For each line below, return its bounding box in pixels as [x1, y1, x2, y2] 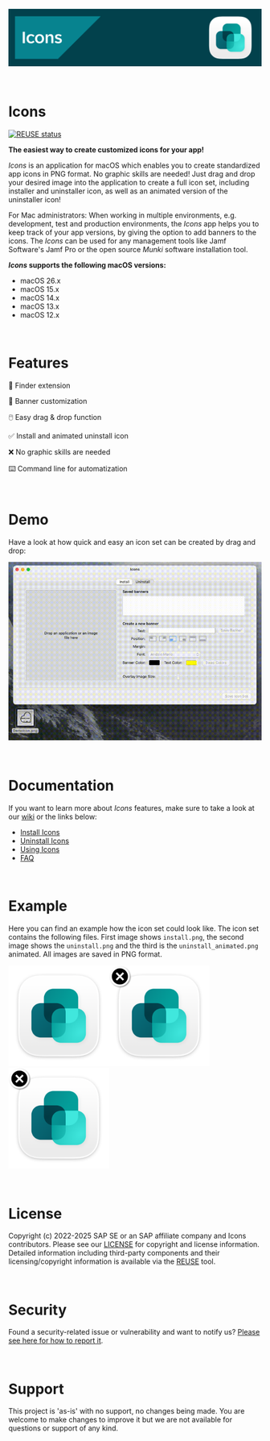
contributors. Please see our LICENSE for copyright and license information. [8, 1240, 260, 1249]
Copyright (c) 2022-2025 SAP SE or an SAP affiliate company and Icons [8, 1231, 247, 1241]
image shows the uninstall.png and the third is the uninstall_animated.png [8, 941, 259, 950]
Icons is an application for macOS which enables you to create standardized [8, 160, 260, 170]
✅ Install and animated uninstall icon [8, 431, 129, 441]
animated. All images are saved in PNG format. [8, 949, 162, 959]
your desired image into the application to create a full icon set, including [8, 178, 250, 188]
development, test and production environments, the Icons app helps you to [8, 219, 260, 229]
